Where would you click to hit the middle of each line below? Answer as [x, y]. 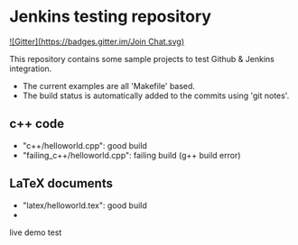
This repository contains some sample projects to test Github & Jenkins [142, 59]
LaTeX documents [61, 183]
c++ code [37, 124]
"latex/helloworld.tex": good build [84, 205]
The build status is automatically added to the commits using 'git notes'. [156, 95]
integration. [31, 68]
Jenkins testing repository [111, 17]
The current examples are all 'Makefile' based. [109, 86]
